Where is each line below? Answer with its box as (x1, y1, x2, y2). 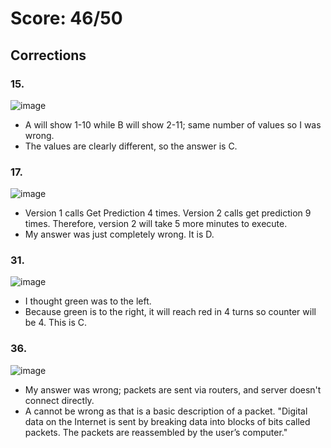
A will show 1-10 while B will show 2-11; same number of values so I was (24, 118, 322, 131)
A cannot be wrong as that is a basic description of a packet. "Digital (24, 405, 308, 417)
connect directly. (24, 394, 95, 406)
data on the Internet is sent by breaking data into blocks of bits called (24, 415, 311, 427)
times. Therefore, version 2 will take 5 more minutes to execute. (24, 218, 288, 230)
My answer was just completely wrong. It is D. (24, 228, 215, 241)
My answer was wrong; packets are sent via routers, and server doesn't (24, 383, 322, 396)
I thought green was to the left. (24, 295, 152, 307)
